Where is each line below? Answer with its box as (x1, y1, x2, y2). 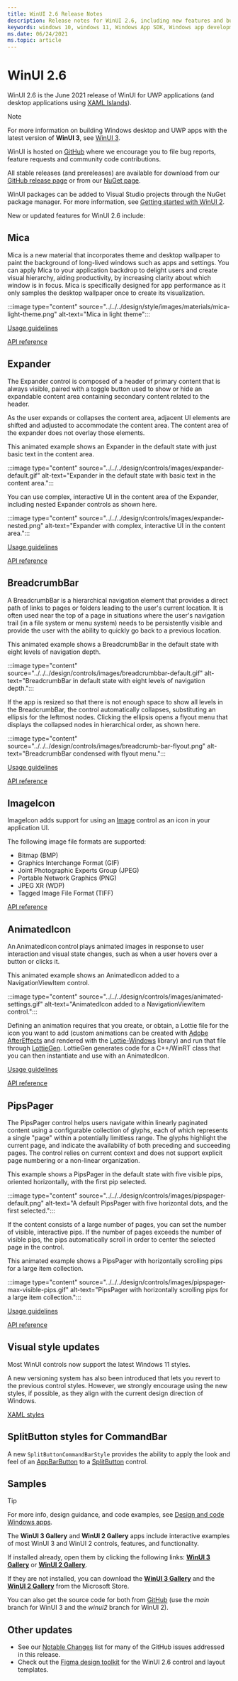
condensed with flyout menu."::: (73, 749, 166, 758)
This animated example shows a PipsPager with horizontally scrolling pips (7, 1256, 223, 1265)
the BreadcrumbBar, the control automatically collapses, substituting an (7, 705, 216, 714)
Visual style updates (7, 1341, 101, 1353)
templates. (17, 1665, 49, 1674)
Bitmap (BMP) (17, 851, 59, 860)
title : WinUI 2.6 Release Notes (7, 10, 103, 18)
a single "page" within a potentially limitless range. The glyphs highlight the (7, 1133, 227, 1142)
